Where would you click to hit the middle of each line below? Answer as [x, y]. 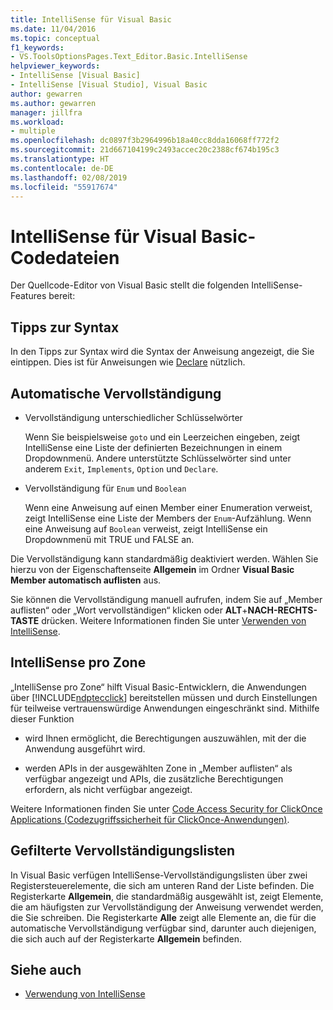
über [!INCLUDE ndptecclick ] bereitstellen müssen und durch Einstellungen [164, 697]
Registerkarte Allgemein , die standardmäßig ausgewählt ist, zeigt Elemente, [167, 896]
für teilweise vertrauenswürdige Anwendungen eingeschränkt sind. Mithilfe [165, 708]
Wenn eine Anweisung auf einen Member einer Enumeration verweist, [168, 507]
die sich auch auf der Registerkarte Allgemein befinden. [126, 938]
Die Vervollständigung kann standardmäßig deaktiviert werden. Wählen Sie [164, 558]
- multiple [33, 131]
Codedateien [65, 257]
